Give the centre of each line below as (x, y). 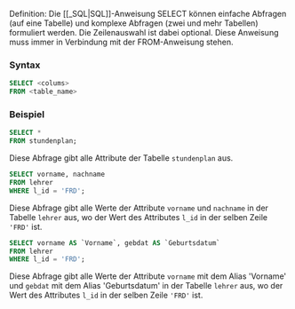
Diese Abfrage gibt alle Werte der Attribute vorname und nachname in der (139, 208)
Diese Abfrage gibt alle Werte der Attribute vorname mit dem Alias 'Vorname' (148, 276)
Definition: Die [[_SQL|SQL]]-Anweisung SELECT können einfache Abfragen (148, 14)
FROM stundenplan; (43, 141)
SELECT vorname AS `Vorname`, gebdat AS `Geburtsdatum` (115, 243)
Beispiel (27, 114)
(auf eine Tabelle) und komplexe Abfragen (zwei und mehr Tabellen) (134, 23)
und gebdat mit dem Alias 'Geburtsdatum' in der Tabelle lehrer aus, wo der (146, 286)
